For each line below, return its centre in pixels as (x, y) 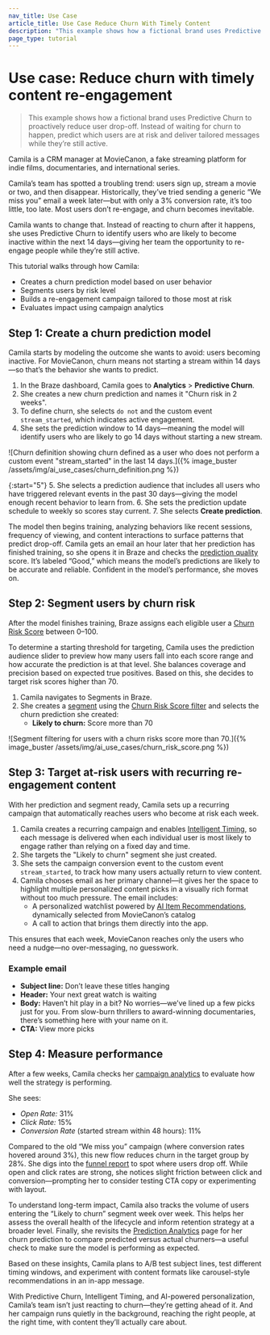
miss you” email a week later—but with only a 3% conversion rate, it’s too (130, 201)
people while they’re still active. (87, 250)
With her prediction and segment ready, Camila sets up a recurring (119, 804)
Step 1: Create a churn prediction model (110, 333)
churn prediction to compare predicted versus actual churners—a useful (129, 1239)
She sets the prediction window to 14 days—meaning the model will (132, 428)
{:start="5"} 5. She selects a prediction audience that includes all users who (134, 485)
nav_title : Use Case (43, 16)
